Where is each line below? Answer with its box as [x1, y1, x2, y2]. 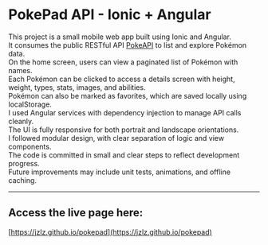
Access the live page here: [8, 206, 144, 220]
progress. [8, 158, 40, 168]
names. [8, 65, 33, 75]
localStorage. [8, 99, 52, 109]
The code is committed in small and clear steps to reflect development [8, 150, 240, 160]
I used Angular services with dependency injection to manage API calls [8, 107, 242, 117]
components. [8, 142, 52, 151]
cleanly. [8, 116, 34, 126]
